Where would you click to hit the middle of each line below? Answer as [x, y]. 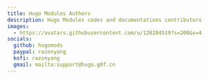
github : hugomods [38, 45]
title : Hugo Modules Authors [49, 13]
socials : [20, 39]
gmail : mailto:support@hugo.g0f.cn [64, 65]
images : [18, 26]
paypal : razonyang [40, 52]
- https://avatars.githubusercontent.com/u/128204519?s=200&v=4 [108, 33]
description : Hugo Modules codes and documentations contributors [104, 20]
